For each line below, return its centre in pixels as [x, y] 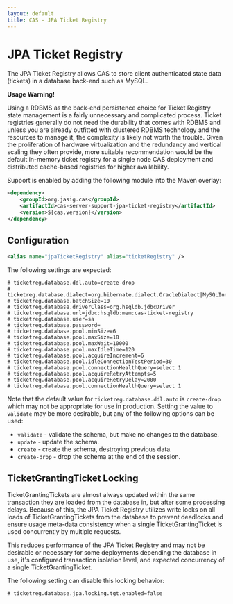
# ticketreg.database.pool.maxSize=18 [63, 337]
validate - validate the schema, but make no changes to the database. [118, 434]
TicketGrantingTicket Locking [73, 478]
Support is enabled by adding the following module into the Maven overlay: [114, 181]
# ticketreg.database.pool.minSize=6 [62, 331]
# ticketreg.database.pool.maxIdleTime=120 [71, 349]
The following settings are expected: [59, 270]
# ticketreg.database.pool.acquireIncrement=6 [76, 355]
